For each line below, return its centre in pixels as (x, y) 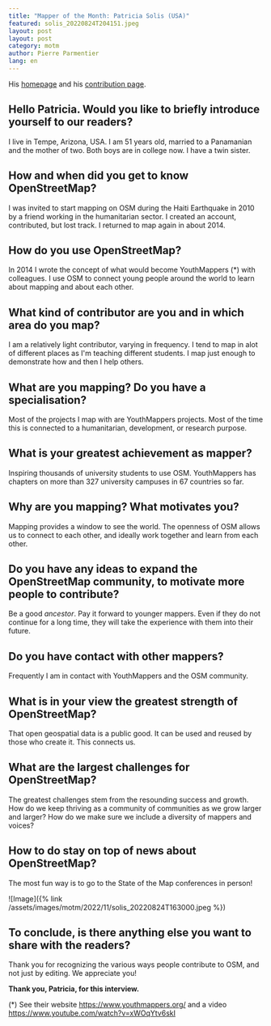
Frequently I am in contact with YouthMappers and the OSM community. (129, 676)
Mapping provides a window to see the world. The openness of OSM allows (134, 526)
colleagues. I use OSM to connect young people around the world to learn (131, 278)
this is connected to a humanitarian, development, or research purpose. (128, 428)
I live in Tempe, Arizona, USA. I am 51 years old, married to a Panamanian (130, 142)
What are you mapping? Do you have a (107, 387)
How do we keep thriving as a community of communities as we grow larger (135, 808)
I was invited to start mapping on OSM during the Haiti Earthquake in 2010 (131, 208)
